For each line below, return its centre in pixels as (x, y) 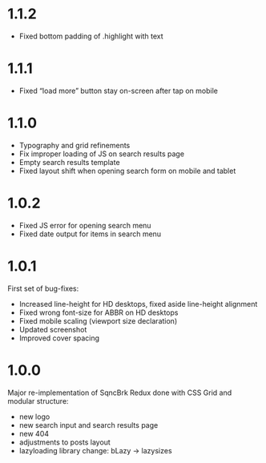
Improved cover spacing (59, 338)
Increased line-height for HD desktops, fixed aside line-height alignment (138, 304)
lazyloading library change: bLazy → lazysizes (96, 450)
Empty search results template (70, 162)
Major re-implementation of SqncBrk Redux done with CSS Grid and (120, 393)
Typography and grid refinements (75, 145)
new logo (34, 417)
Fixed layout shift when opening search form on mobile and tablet (127, 171)
